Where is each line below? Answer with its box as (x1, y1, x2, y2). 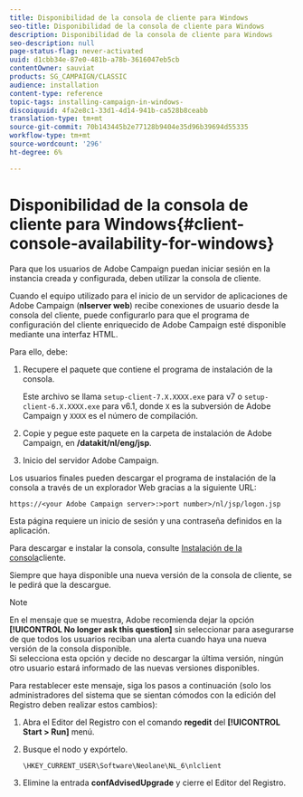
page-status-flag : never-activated (9, 47, 144, 56)
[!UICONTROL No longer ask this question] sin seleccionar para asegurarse (9, 623, 294, 634)
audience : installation (9, 81, 99, 90)
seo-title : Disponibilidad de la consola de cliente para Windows (9, 22, 265, 31)
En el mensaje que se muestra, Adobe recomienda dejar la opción (9, 614, 255, 625)
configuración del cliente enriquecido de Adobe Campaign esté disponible (9, 318, 287, 330)
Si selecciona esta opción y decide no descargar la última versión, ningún (9, 652, 284, 663)
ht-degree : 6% (9, 147, 63, 157)
